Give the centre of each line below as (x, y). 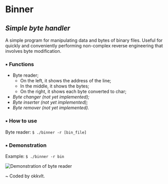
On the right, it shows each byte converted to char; (73, 91)
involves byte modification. (33, 51)
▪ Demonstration (26, 145)
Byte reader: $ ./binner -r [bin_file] (46, 132)
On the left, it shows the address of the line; (66, 81)
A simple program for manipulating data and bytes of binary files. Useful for (84, 40)
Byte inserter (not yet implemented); (50, 102)
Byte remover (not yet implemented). (51, 108)
